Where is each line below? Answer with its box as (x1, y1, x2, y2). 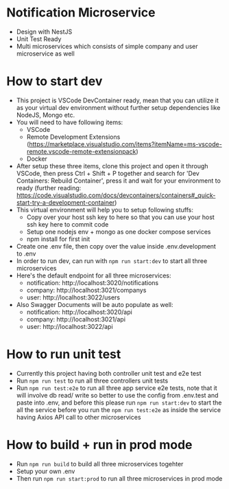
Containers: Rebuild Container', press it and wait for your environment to (16, 177, 221, 185)
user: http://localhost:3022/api (26, 322, 114, 330)
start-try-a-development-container (16, 198, 115, 207)
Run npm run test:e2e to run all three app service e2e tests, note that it (16, 383, 217, 392)
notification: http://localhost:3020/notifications (26, 278, 159, 286)
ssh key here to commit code (26, 220, 109, 228)
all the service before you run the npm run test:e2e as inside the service (16, 405, 221, 413)
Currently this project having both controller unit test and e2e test (16, 369, 202, 377)
